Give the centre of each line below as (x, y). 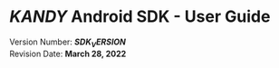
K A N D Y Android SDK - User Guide (140, 17)
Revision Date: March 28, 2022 (68, 53)
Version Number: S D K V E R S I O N (68, 43)
